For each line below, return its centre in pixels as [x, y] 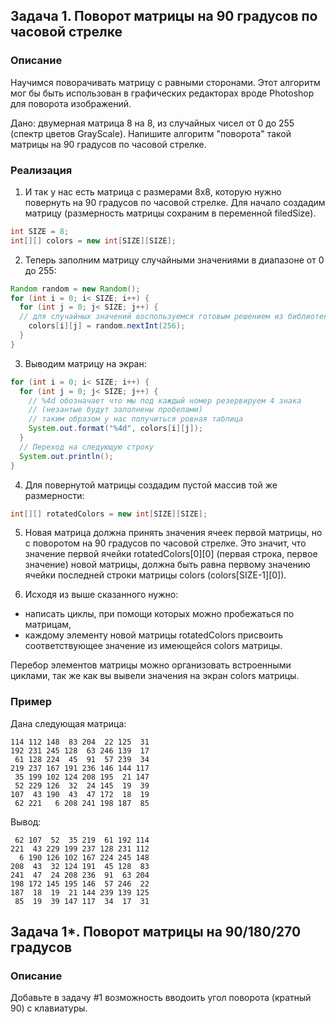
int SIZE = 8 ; [40, 231]
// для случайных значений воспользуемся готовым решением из [151, 317]
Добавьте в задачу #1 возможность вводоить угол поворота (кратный [161, 998]
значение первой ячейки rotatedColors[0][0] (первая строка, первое [171, 554]
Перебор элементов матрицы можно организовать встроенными [151, 665]
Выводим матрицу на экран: [85, 363]
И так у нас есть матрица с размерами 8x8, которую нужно [153, 191]
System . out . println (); [66, 456]
